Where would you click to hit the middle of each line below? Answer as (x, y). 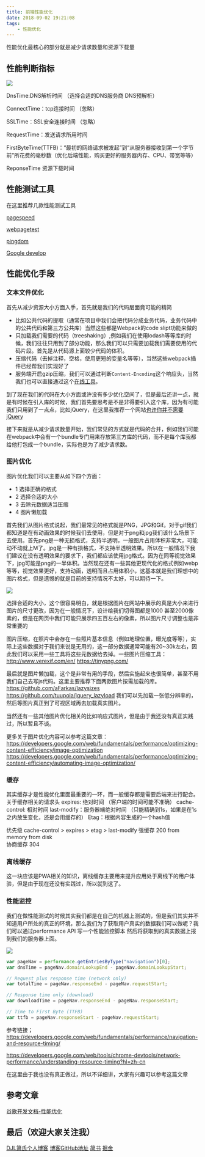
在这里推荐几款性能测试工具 (41, 205)
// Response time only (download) (50, 995)
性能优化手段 (31, 274)
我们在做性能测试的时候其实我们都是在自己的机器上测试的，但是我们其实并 (100, 916)
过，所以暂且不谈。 (31, 723)
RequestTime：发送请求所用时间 (47, 134)
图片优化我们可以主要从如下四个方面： (54, 476)
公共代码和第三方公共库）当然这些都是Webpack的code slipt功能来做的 (109, 328)
